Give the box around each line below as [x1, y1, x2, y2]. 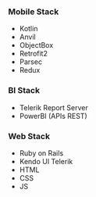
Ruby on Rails [19, 148, 64, 158]
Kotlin [19, 24, 38, 34]
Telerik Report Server [19, 102, 88, 112]
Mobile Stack [8, 6, 59, 17]
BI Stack [8, 85, 41, 96]
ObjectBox [19, 41, 54, 50]
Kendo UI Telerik [19, 156, 73, 166]
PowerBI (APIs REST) [19, 111, 87, 120]
